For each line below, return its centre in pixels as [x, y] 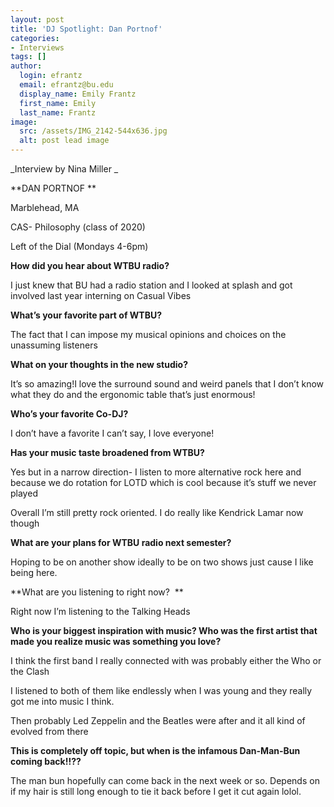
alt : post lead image [64, 141]
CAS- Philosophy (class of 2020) [78, 227]
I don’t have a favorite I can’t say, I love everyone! [112, 433]
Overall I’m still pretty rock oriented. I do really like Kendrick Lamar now [157, 512]
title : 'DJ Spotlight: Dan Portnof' [86, 29]
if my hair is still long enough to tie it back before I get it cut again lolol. [156, 791]
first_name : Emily [58, 103]
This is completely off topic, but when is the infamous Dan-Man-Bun [155, 750]
